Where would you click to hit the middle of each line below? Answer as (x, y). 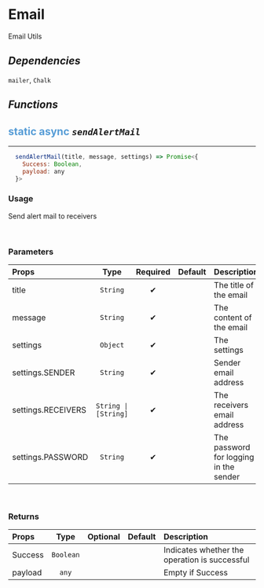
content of (233, 318)
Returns (24, 516)
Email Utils (25, 36)
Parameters (31, 252)
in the (224, 467)
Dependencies (44, 61)
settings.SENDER (44, 373)
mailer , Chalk (29, 79)
